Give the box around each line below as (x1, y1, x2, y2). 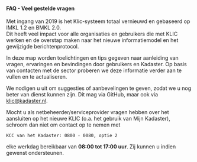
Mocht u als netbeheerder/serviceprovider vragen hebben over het (6, 109, 170, 116)
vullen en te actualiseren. (6, 73, 67, 80)
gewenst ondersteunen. (6, 150, 64, 157)
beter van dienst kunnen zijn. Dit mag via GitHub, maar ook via (6, 91, 159, 98)
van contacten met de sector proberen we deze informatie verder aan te (6, 67, 182, 74)
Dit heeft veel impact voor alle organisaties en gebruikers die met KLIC (6, 30, 178, 38)
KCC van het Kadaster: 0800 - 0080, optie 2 (6, 133, 118, 139)
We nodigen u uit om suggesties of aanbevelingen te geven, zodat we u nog (6, 85, 192, 92)
